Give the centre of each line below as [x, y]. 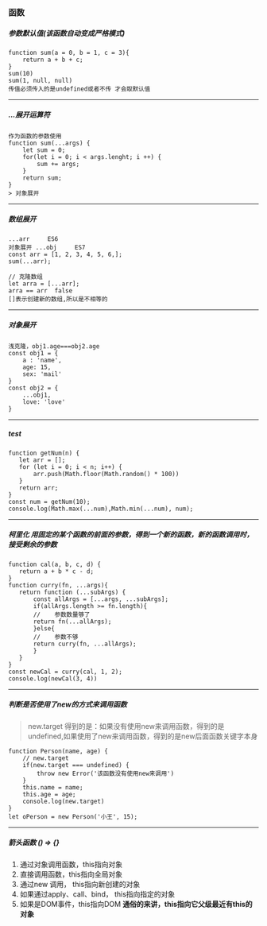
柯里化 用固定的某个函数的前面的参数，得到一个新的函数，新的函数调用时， [131, 535]
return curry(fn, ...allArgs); [85, 644]
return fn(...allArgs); [72, 622]
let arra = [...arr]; [44, 284]
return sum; [42, 178]
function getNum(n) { [44, 453]
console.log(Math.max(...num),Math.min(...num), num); [101, 509]
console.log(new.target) [64, 801]
